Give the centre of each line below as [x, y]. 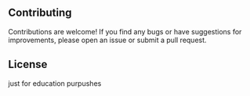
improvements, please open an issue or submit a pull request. [107, 40]
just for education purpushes [55, 83]
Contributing [40, 13]
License [28, 64]
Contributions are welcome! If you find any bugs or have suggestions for [125, 31]
